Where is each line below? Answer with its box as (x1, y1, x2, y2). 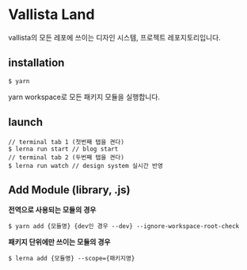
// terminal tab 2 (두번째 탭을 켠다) (8, 153, 125, 162)
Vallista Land (8, 6, 95, 24)
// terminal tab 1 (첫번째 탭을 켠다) (8, 138, 125, 146)
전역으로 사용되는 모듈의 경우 (8, 205, 97, 215)
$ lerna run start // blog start (8, 145, 119, 153)
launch (8, 116, 44, 129)
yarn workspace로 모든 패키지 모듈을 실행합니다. (8, 92, 161, 101)
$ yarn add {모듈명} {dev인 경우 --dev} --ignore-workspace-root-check (8, 222, 240, 230)
